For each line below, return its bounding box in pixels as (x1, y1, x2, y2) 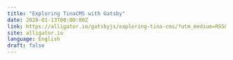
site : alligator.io (7, 29, 64, 37)
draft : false (7, 42, 45, 49)
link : (7, 23, 23, 30)
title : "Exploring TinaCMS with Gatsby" (7, 10, 126, 17)
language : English (7, 36, 60, 43)
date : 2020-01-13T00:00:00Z (7, 17, 89, 23)
